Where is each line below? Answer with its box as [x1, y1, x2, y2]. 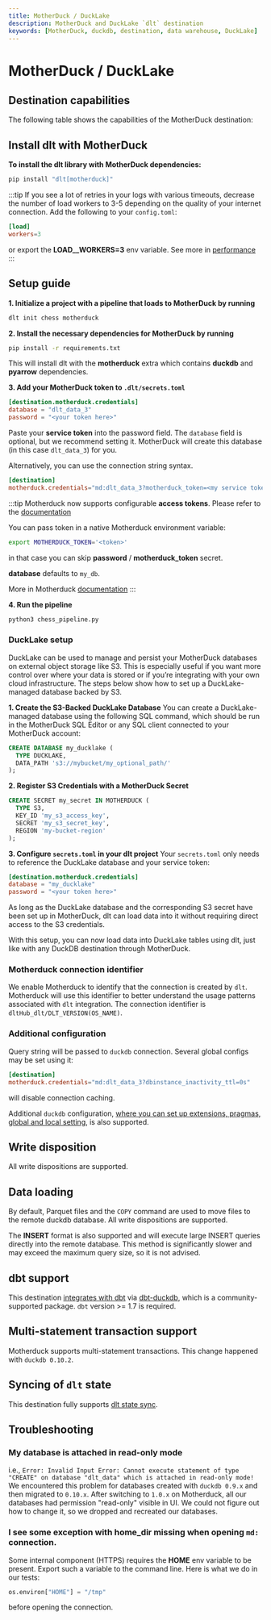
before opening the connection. [8, 1602, 114, 1612]
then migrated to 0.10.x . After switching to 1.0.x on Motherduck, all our [8, 1489, 247, 1499]
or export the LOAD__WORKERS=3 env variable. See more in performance [8, 244, 256, 254]
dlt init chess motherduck [8, 314, 99, 322]
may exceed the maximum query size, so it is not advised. [8, 1248, 201, 1258]
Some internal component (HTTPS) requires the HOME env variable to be [8, 1555, 252, 1565]
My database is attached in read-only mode [8, 1447, 183, 1458]
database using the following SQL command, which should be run [41, 711, 261, 720]
